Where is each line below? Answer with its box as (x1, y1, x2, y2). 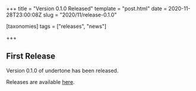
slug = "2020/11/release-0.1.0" (43, 11, 117, 18)
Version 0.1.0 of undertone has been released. (6, 67, 119, 74)
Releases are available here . (6, 78, 75, 85)
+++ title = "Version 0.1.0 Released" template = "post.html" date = (6, 5, 167, 12)
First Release (6, 51, 55, 61)
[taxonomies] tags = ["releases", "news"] (6, 23, 107, 30)
